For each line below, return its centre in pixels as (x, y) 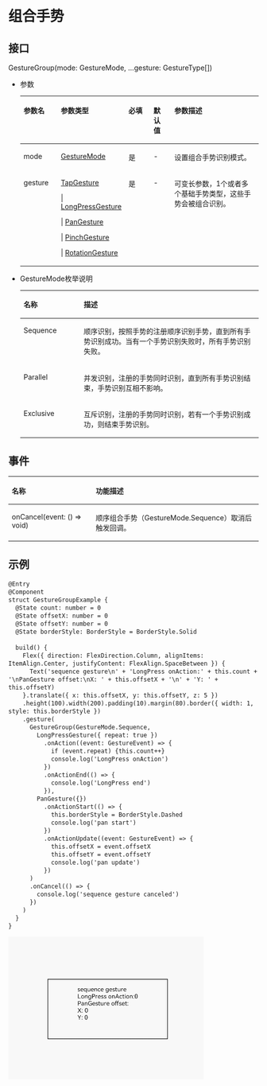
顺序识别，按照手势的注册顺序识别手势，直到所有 (163, 332)
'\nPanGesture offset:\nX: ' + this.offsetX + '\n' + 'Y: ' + (113, 680)
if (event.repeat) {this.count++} (108, 751)
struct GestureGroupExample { (58, 600)
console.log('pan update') (95, 863)
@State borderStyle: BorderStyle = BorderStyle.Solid (106, 632)
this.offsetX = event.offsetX (101, 847)
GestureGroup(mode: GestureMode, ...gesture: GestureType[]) (110, 68)
